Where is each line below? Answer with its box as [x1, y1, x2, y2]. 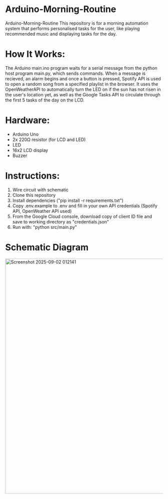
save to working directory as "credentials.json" [12, 218, 109, 224]
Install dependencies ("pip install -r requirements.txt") [12, 197, 124, 203]
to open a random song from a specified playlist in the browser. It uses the [5, 81, 158, 87]
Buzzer [12, 152, 27, 159]
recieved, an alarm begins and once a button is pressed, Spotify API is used [5, 75, 161, 81]
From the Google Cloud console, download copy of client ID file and [12, 213, 152, 219]
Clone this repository [12, 192, 56, 198]
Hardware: [5, 114, 50, 126]
